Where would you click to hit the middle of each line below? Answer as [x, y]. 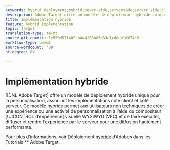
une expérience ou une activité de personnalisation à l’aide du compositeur [83, 111]
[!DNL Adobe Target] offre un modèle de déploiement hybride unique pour [83, 95]
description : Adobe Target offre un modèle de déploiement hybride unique [86, 15]
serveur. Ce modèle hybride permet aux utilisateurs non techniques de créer [85, 106]
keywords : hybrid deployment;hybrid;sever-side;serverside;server [77, 10]
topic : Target [20, 29]
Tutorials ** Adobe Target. [33, 142]
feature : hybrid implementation [39, 24]
